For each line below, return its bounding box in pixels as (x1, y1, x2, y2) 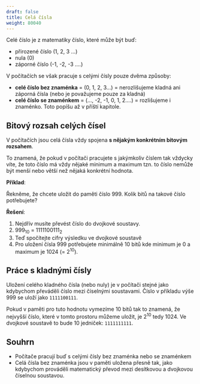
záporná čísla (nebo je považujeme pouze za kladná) (14, 91, 146, 98)
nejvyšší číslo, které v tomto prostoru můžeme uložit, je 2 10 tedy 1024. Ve (6, 312, 187, 320)
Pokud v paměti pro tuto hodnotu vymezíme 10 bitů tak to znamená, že (6, 305, 181, 313)
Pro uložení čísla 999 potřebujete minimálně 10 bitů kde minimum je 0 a (14, 241, 190, 248)
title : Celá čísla (6, 14, 52, 20)
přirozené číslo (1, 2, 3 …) (14, 48, 78, 55)
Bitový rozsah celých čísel (6, 121, 106, 131)
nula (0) (14, 55, 35, 62)
